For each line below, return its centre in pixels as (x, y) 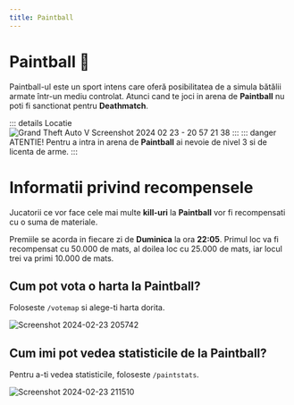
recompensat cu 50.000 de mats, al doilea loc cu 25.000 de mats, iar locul (146, 249)
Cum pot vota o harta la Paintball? (105, 286)
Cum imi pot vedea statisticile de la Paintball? (138, 353)
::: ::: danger (254, 132)
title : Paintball (42, 17)
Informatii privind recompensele (131, 187)
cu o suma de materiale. (54, 222)
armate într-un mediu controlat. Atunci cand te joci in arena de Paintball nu (147, 96)
